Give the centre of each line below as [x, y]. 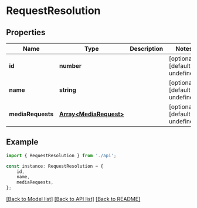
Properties [26, 32]
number [70, 66]
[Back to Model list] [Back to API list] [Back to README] [73, 199]
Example [22, 142]
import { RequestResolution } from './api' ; [61, 155]
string [67, 90]
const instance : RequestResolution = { [55, 166]
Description [146, 49]
